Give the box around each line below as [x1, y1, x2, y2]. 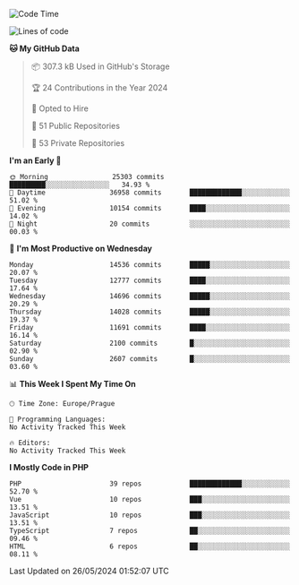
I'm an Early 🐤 [9, 155, 62, 166]
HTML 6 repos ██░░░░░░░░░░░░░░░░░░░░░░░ [9, 542, 291, 551]
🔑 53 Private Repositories [30, 138, 125, 148]
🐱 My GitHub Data [9, 43, 81, 54]
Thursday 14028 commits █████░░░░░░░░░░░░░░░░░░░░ [9, 307, 291, 316]
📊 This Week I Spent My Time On [9, 379, 136, 389]
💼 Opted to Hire [30, 103, 90, 114]
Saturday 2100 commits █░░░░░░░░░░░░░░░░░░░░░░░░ [9, 339, 291, 348]
